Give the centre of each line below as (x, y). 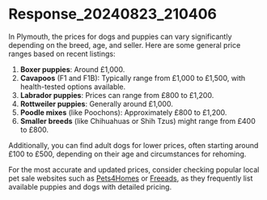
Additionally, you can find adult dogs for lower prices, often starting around (133, 145)
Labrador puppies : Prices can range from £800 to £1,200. (117, 95)
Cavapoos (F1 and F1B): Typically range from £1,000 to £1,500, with (133, 78)
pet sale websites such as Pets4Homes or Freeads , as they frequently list (131, 178)
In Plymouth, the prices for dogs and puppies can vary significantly (120, 36)
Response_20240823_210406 (112, 14)
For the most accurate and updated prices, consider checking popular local (134, 169)
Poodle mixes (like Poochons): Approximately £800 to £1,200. (123, 112)
